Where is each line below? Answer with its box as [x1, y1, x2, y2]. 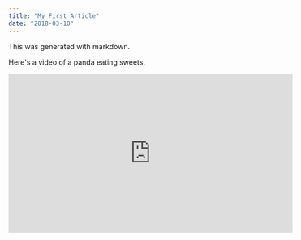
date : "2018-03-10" [8, 19, 75, 27]
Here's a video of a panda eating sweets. [8, 57, 146, 67]
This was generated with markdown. [8, 41, 131, 51]
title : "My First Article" [8, 11, 100, 20]
